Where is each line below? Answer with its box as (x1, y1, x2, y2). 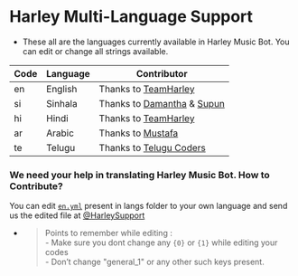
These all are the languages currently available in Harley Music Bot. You (22, 36, 291, 47)
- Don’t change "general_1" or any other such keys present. (44, 256, 265, 268)
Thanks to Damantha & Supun (98, 97, 226, 109)
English (46, 82, 78, 95)
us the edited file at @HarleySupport (9, 210, 145, 221)
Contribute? (9, 179, 63, 192)
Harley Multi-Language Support (9, 6, 254, 27)
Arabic (46, 127, 75, 139)
